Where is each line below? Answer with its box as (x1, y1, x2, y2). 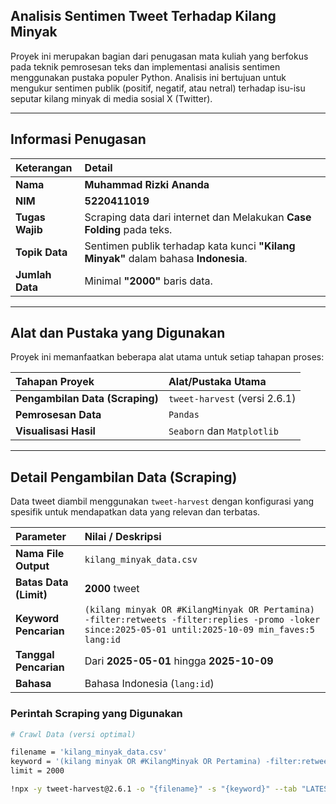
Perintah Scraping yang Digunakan (10, 707, 183, 721)
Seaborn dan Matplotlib (168, 424, 279, 438)
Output (15, 559, 50, 573)
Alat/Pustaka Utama (168, 375, 267, 389)
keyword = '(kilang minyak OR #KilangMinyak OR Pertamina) (10, 757, 262, 767)
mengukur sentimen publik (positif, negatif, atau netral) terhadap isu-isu (10, 82, 306, 94)
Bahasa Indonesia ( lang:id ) (84, 677, 215, 691)
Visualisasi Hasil (15, 424, 96, 438)
